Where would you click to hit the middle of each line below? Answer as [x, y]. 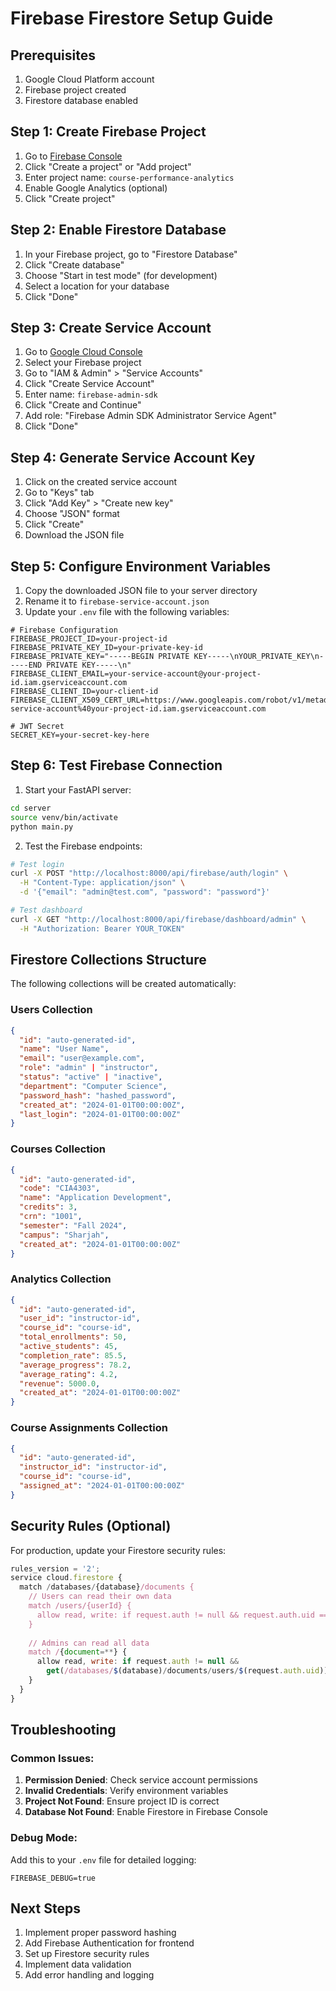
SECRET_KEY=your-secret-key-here [80, 735]
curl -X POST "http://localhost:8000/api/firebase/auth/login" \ [149, 873]
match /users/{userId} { [80, 1606]
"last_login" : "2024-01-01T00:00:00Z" [100, 1114]
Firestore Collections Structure [108, 960]
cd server [31, 808]
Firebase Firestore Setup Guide [142, 18]
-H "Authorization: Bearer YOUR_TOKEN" [102, 928]
